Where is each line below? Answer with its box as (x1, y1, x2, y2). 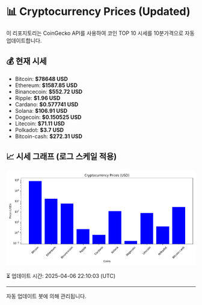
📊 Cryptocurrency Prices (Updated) (6, 5, 191, 19)
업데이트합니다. (6, 37, 42, 44)
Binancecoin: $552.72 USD (14, 88, 83, 95)
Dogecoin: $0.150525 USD (14, 113, 82, 121)
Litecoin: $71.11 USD (14, 119, 65, 127)
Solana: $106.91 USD (14, 107, 68, 114)
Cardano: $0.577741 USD (14, 100, 79, 108)
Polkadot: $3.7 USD (14, 126, 64, 133)
